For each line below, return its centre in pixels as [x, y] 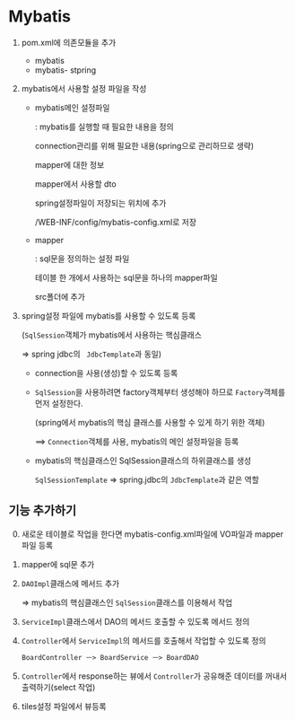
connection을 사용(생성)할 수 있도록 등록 [106, 373]
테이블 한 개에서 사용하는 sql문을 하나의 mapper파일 [126, 277]
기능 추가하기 [43, 510]
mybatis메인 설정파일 [72, 107]
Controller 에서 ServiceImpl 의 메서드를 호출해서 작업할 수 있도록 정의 [143, 640]
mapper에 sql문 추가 [58, 564]
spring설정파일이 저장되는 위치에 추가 [100, 203]
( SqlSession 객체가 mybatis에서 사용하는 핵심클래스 [112, 335]
